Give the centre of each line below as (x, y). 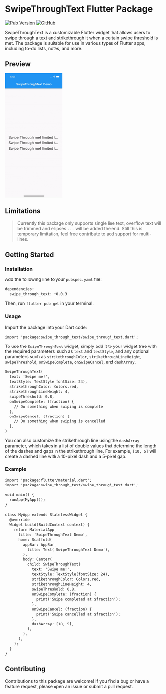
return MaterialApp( (35, 530)
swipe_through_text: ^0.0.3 (39, 294)
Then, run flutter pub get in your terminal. (50, 303)
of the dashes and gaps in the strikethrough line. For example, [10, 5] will (81, 451)
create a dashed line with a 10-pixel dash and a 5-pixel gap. (66, 456)
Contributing (25, 669)
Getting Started (29, 254)
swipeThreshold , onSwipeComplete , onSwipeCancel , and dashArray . (71, 362)
